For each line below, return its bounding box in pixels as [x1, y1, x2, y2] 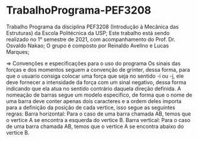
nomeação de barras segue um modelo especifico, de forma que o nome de [6, 91, 193, 98]
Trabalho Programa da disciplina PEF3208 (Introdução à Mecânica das [6, 23, 179, 30]
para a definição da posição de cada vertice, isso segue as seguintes [6, 104, 175, 111]
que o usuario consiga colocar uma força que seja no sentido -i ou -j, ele [6, 72, 184, 79]
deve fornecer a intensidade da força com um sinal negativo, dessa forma [6, 78, 187, 86]
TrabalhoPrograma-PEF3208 [6, 4, 152, 17]
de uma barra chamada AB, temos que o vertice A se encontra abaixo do [6, 123, 184, 130]
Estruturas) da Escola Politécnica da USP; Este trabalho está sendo [6, 29, 170, 36]
